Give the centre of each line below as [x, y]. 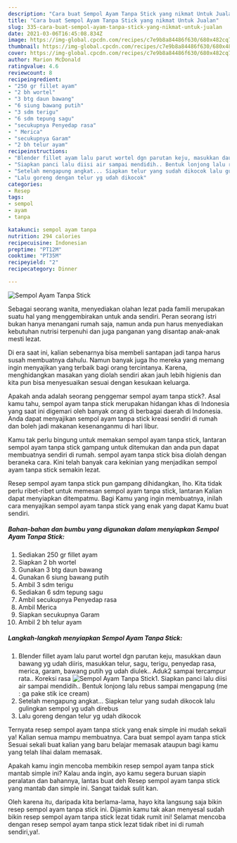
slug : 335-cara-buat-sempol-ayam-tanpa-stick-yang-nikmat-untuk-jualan [115, 27]
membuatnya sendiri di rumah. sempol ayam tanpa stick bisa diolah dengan [117, 455]
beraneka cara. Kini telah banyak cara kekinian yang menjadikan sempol [113, 462]
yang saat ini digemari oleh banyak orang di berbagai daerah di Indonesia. [115, 411]
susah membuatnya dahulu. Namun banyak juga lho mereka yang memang [116, 359]
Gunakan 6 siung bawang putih [63, 577]
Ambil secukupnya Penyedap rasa [68, 599]
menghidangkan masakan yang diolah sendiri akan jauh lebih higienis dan [115, 375]
